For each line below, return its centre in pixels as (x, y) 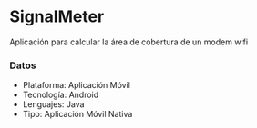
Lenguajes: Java (53, 104)
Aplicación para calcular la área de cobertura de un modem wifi (129, 42)
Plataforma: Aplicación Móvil (76, 85)
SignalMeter (57, 17)
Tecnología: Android (61, 95)
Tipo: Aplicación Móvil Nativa (77, 114)
